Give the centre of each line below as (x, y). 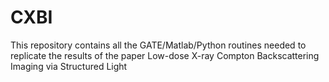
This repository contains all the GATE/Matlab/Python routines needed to (158, 45)
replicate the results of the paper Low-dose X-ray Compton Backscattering (165, 55)
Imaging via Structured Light (69, 66)
